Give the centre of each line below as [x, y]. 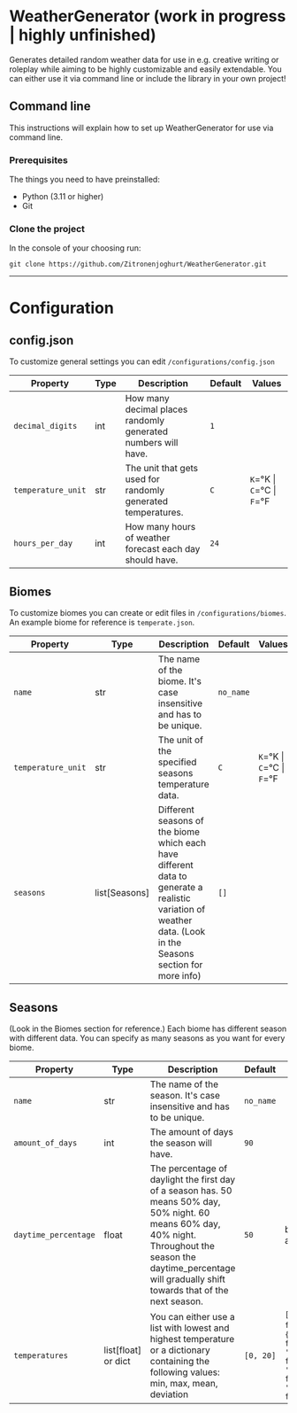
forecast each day [163, 549]
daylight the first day [193, 1179]
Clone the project [47, 229]
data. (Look [182, 932]
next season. [176, 1301]
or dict [117, 1361]
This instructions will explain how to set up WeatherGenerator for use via [141, 128]
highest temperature [192, 1339]
